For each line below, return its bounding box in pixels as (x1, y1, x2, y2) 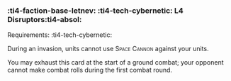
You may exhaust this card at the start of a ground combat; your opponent (7, 58, 224, 67)
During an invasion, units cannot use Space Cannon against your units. (7, 45, 209, 53)
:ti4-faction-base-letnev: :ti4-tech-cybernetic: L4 (7, 6, 184, 16)
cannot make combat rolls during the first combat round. (7, 66, 172, 75)
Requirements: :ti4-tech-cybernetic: (7, 31, 113, 39)
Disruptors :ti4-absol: (7, 14, 82, 24)
